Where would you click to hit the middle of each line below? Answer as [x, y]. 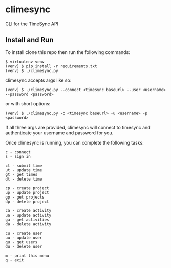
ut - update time [24, 170]
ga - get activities [27, 220]
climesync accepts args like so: [38, 80]
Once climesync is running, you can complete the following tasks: [75, 142]
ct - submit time [24, 166]
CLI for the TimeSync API [32, 24]
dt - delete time [24, 179]
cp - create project [27, 188]
